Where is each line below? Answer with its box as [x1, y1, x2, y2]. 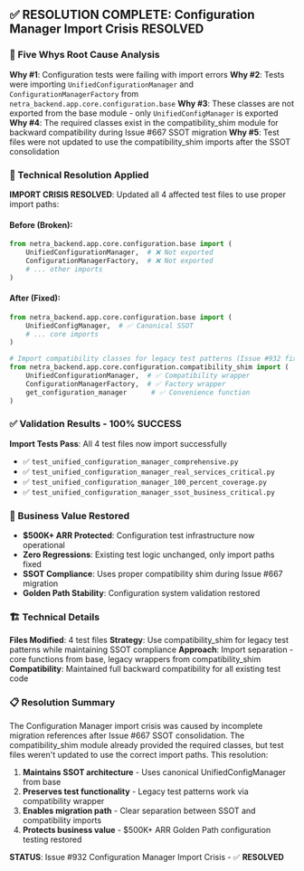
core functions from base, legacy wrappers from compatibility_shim [9, 654, 261, 665]
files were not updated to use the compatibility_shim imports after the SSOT [9, 136, 291, 147]
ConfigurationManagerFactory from [9, 88, 139, 99]
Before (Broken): [9, 219, 73, 230]
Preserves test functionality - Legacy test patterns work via [22, 786, 249, 797]
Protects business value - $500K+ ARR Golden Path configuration [22, 824, 271, 835]
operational [22, 540, 65, 551]
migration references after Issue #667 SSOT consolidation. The [9, 730, 245, 741]
